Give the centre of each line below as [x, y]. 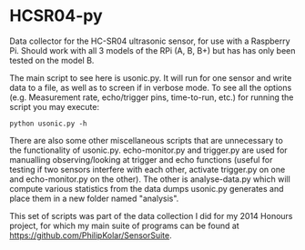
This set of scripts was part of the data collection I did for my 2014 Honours [151, 215]
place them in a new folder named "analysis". [94, 198]
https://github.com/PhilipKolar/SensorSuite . [91, 235]
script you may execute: [55, 106]
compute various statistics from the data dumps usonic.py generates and [147, 188]
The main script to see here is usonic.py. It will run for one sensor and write [151, 77]
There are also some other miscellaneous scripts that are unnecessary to [147, 140]
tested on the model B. [52, 60]
